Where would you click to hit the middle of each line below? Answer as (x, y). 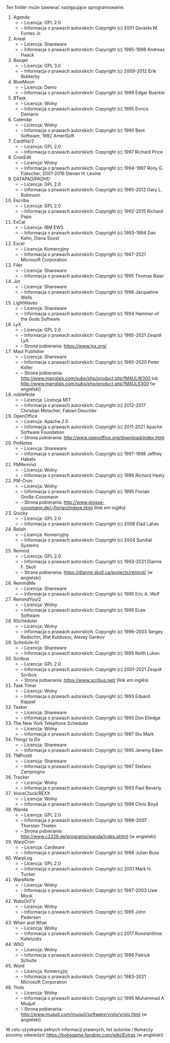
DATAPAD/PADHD (31, 179)
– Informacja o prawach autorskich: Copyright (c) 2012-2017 (83, 405)
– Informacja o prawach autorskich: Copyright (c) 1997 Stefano (86, 766)
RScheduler (25, 621)
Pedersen (31, 917)
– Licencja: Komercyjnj (44, 971)
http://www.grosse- (84, 502)
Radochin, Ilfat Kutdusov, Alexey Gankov (63, 637)
